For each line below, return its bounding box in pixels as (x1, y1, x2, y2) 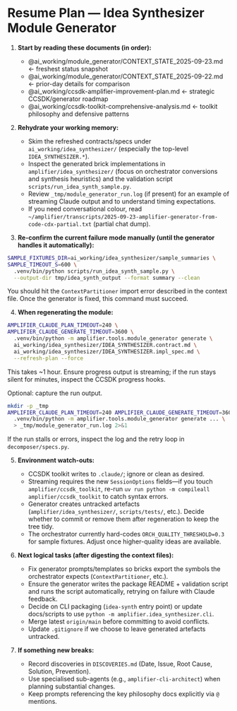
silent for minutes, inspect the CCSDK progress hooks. (7, 375, 166, 383)
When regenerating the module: (17, 308, 114, 317)
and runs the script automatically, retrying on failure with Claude (28, 587, 215, 596)
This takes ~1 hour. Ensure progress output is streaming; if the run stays (7, 368, 217, 376)
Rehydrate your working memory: (17, 123, 119, 131)
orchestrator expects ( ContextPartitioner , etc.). (28, 572, 169, 581)
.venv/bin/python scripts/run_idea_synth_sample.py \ (13, 267, 175, 275)
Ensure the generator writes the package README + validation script (28, 580, 229, 588)
